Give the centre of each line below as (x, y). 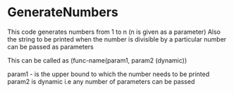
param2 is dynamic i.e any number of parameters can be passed (101, 81)
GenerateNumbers (63, 12)
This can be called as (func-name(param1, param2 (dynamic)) (97, 60)
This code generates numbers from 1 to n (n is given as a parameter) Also (114, 32)
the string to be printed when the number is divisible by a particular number (117, 39)
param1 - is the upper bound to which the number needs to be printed (109, 74)
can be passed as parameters (50, 46)
